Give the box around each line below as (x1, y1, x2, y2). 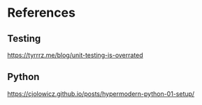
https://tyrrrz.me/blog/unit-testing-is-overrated (7, 51, 143, 59)
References (7, 5, 75, 21)
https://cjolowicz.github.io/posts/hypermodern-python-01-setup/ (7, 89, 195, 98)
